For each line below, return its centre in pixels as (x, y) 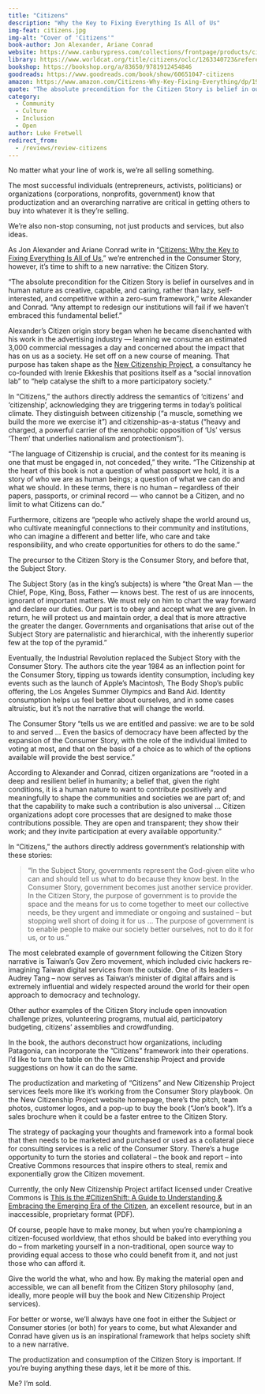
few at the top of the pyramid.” (58, 643)
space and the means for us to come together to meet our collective (138, 904)
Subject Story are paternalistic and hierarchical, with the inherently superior (131, 634)
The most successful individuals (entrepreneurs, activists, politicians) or (125, 186)
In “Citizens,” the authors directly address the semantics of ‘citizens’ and (126, 397)
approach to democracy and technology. (74, 995)
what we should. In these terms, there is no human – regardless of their (123, 488)
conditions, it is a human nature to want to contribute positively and (118, 790)
